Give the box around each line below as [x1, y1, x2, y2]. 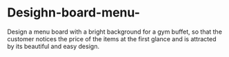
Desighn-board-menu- [7, 5, 140, 21]
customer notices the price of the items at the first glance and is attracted [7, 34, 217, 43]
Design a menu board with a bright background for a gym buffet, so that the [7, 27, 223, 36]
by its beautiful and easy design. [7, 42, 100, 50]
